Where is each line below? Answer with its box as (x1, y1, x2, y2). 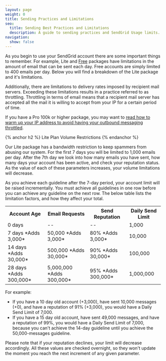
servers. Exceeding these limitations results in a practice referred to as (5, 89, 149, 94)
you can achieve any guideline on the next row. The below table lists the (5, 190, 152, 196)
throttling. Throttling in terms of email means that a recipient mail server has (5, 94, 160, 100)
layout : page (5, 7, 32, 12)
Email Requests (47, 210, 85, 217)
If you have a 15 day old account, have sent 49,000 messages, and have (12, 315, 160, 320)
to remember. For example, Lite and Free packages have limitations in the (5, 58, 154, 64)
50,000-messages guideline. (12, 330, 71, 336)
